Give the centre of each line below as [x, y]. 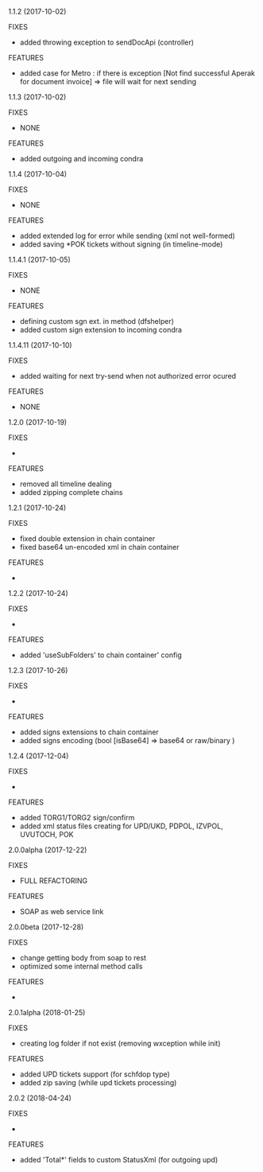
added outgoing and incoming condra [81, 159]
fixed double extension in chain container [87, 539]
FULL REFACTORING [54, 881]
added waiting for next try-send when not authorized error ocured [128, 376]
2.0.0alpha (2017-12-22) [48, 850]
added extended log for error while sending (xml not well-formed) [128, 236]
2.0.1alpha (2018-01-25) [47, 1012]
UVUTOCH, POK [46, 834]
